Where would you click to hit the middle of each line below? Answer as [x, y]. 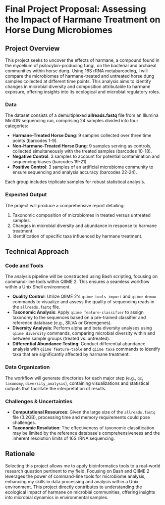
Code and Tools [24, 266]
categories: [17, 126]
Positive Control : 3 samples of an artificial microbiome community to [83, 167]
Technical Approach [37, 252]
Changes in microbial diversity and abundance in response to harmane [84, 226]
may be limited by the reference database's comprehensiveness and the [86, 433]
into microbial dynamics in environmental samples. [57, 497]
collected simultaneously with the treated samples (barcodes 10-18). [82, 151]
